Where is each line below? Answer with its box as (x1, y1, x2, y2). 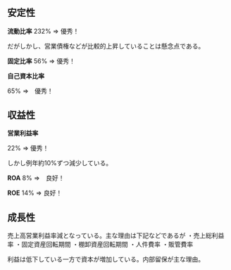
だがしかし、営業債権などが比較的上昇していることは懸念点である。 (7, 41, 205, 50)
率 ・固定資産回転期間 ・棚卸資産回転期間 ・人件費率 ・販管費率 (7, 240, 194, 249)
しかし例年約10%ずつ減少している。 (7, 159, 113, 167)
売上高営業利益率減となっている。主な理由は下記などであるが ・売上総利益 (7, 231, 225, 240)
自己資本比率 (7, 72, 44, 80)
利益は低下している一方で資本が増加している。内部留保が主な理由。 (7, 255, 205, 264)
